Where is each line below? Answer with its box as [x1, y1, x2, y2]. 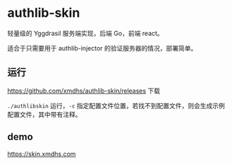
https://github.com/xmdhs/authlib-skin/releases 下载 [7, 86, 161, 95]
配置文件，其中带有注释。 [7, 110, 82, 119]
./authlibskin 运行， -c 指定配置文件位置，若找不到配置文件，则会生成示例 [7, 101, 226, 110]
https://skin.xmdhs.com [7, 150, 76, 158]
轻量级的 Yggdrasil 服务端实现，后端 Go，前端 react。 [7, 29, 164, 37]
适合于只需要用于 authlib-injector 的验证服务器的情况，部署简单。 [7, 44, 197, 52]
